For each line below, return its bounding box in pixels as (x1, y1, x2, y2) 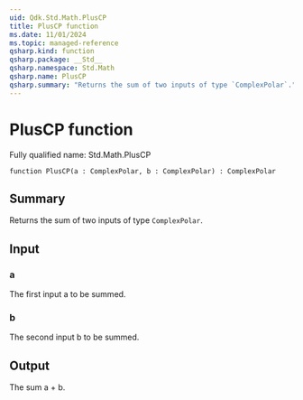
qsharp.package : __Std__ (9, 55, 103, 64)
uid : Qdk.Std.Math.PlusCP (9, 13, 106, 23)
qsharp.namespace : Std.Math (9, 64, 115, 73)
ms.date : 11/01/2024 (9, 30, 87, 39)
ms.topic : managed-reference (9, 38, 119, 48)
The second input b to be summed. (9, 331, 140, 343)
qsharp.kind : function (9, 47, 95, 56)
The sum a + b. (9, 382, 66, 393)
